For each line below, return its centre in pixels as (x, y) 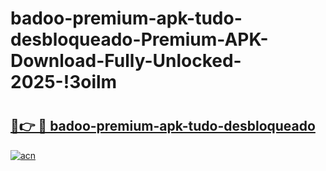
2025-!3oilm (64, 82)
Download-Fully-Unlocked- (126, 61)
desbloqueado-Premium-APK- (139, 39)
